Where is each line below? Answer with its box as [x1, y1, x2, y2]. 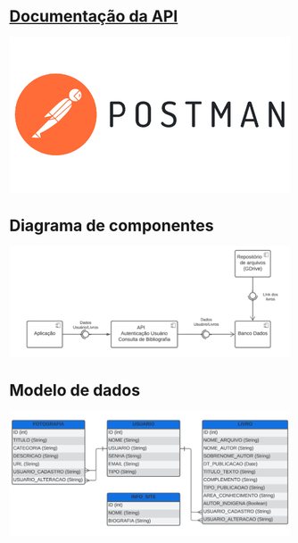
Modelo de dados [9, 380, 141, 401]
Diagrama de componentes [9, 216, 214, 236]
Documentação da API [9, 6, 178, 27]
